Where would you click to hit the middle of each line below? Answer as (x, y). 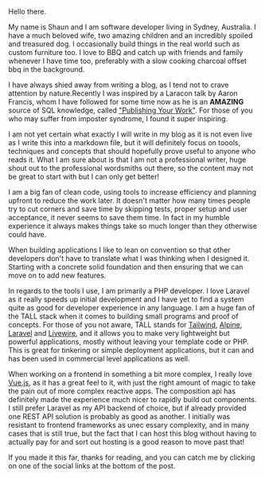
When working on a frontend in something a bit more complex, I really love (130, 374)
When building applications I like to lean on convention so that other (119, 250)
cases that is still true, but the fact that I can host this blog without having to (132, 433)
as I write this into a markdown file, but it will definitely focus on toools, (125, 142)
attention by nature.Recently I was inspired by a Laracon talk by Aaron (123, 93)
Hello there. (27, 12)
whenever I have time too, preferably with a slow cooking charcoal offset (127, 61)
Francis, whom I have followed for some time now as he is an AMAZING (126, 102)
